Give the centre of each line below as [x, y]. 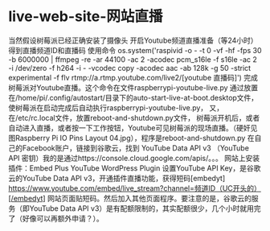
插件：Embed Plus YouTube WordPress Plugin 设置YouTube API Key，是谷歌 [135, 168]
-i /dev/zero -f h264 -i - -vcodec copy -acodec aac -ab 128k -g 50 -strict [130, 68]
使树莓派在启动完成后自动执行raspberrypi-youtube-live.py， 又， [116, 107]
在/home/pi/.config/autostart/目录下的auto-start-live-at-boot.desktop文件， [133, 97]
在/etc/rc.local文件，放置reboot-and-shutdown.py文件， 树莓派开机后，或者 [134, 118]
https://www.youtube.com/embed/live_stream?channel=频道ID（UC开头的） [135, 188]
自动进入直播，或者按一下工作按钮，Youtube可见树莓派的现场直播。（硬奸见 [133, 128]
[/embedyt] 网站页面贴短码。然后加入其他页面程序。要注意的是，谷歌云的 [130, 198]
